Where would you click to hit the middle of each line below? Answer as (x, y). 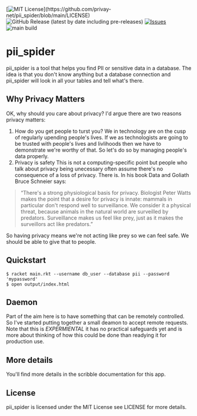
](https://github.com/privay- (77, 9)
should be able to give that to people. (51, 241)
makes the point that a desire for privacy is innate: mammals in (96, 199)
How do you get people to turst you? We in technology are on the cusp (100, 131)
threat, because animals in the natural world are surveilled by (94, 211)
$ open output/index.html (38, 284)
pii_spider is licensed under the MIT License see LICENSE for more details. (96, 407)
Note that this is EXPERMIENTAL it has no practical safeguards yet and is (94, 329)
